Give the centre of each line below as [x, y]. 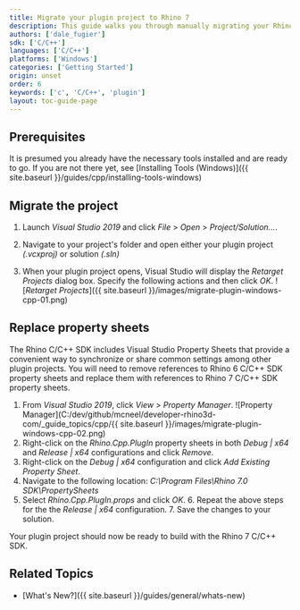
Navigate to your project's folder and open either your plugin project [148, 244]
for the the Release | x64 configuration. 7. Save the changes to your [146, 509]
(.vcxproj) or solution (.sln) [71, 254]
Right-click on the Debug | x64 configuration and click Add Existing [146, 462]
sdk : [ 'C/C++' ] [37, 42]
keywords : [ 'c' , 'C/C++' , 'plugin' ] [77, 92]
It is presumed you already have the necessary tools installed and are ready [149, 158]
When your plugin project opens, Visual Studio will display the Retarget [153, 271]
